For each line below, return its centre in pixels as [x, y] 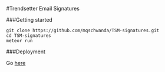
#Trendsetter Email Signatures [43, 8]
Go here [16, 63]
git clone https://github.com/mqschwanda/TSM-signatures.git [83, 30]
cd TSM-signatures [29, 36]
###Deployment [26, 52]
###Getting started [29, 20]
